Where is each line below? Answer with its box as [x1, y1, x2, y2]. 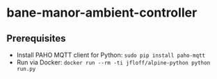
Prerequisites [6, 33, 66, 44]
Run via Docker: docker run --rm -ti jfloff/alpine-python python [16, 58, 211, 67]
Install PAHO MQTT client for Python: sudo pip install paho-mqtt [16, 51, 206, 59]
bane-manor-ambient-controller [6, 5, 198, 21]
